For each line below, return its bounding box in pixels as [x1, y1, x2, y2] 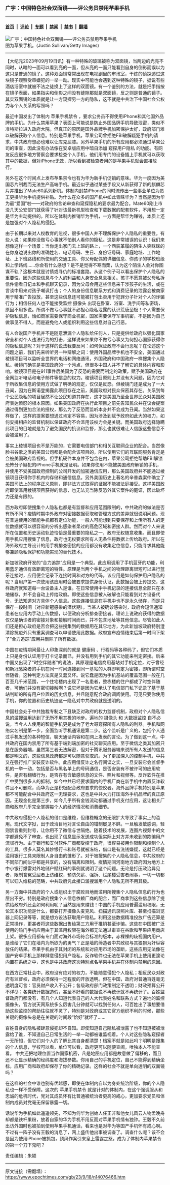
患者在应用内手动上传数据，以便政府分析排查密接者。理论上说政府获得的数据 [5, 610, 165, 616]
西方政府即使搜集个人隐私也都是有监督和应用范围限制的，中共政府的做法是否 [5, 504, 165, 510]
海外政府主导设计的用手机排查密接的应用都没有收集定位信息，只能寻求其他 [5, 542, 160, 548]
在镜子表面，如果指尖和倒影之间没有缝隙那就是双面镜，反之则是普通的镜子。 [5, 90, 165, 96]
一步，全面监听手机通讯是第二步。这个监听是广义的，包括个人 [31, 727, 160, 733]
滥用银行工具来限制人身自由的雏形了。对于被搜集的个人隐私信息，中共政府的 [5, 852, 165, 858]
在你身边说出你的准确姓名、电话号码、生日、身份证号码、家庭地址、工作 [5, 249, 156, 255]
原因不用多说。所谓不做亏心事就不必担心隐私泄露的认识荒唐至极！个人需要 [5, 306, 160, 312]
